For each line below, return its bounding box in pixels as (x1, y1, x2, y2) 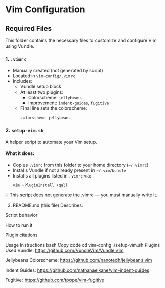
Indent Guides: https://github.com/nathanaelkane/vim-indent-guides (5, 267, 150, 273)
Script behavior (5, 212, 38, 218)
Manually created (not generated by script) (12, 68, 103, 74)
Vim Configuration (5, 4, 85, 15)
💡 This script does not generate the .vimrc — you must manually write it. (5, 192, 157, 198)
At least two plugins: (20, 89, 64, 95)
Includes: (12, 78, 32, 84)
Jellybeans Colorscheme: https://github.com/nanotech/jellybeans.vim (5, 257, 152, 263)
